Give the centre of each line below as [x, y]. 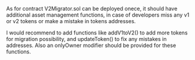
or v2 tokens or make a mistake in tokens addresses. [71, 21]
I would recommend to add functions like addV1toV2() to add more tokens [97, 33]
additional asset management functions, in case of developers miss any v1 [98, 15]
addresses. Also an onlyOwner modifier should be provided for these [91, 45]
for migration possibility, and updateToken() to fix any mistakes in [86, 39]
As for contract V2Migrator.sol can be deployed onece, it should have [92, 9]
